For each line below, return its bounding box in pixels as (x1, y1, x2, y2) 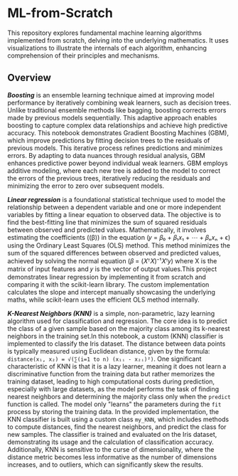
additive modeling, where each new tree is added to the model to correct (7, 166, 221, 175)
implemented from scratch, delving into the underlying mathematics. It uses (7, 36, 229, 44)
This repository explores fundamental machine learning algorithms (7, 28, 202, 37)
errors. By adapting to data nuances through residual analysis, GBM (7, 151, 206, 159)
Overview (7, 72, 52, 84)
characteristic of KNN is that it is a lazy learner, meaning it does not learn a (7, 361, 227, 371)
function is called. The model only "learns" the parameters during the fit (7, 400, 222, 408)
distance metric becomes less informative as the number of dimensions (7, 453, 217, 461)
